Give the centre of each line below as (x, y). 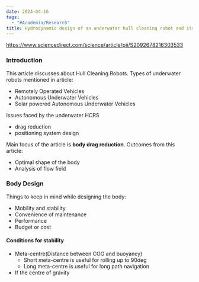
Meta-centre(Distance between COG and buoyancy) (78, 254)
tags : (13, 17)
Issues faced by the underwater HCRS (53, 115)
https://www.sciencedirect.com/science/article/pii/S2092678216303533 (95, 45)
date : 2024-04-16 (28, 12)
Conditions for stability (35, 241)
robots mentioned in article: (40, 79)
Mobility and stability (40, 208)
